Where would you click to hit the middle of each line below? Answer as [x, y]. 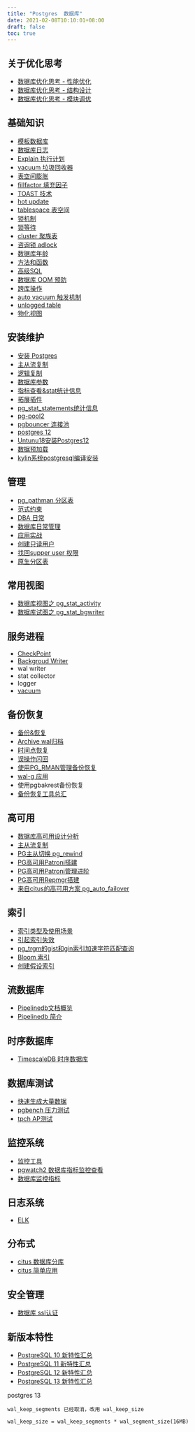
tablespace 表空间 [43, 210]
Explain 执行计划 [41, 159]
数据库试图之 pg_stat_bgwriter [61, 612]
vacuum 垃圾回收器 [45, 167]
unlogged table [39, 305]
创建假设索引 [36, 966]
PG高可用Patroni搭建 [47, 862]
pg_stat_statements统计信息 [58, 408]
